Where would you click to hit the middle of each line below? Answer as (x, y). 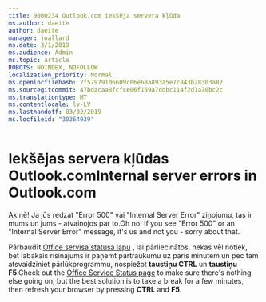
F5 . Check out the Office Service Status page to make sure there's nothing (130, 273)
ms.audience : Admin (41, 53)
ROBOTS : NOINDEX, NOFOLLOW (53, 68)
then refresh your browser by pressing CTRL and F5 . (95, 289)
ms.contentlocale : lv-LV (50, 104)
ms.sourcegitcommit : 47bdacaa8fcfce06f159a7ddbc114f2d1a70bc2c (116, 90)
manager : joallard (39, 38)
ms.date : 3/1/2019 (39, 45)
